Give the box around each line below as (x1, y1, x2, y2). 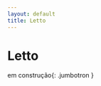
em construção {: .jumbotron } (7, 71, 94, 80)
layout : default (7, 10, 55, 18)
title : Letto (7, 17, 46, 24)
